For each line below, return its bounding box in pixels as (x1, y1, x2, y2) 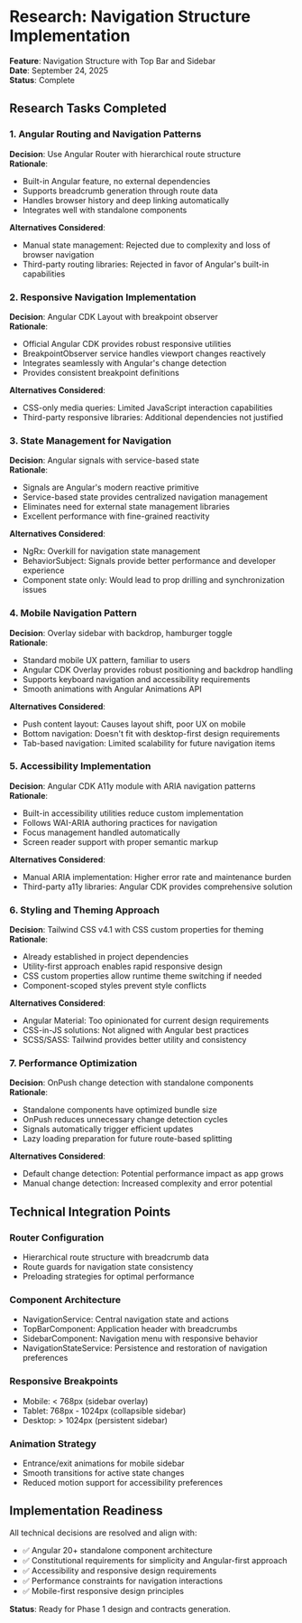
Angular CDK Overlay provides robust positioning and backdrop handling (22, 664, 294, 675)
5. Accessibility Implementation (9, 760, 151, 773)
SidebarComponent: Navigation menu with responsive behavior (22, 1333, 259, 1344)
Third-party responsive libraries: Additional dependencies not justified (22, 411, 284, 422)
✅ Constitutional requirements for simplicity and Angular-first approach (22, 1554, 288, 1565)
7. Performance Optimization (9, 1057, 138, 1070)
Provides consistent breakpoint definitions (22, 367, 180, 378)
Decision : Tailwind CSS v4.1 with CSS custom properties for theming (9, 924, 264, 935)
